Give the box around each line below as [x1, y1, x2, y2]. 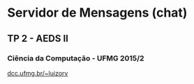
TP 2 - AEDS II [7, 33, 68, 44]
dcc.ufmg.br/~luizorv [7, 69, 68, 77]
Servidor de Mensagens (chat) [7, 5, 188, 21]
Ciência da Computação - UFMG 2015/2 [7, 53, 144, 63]
